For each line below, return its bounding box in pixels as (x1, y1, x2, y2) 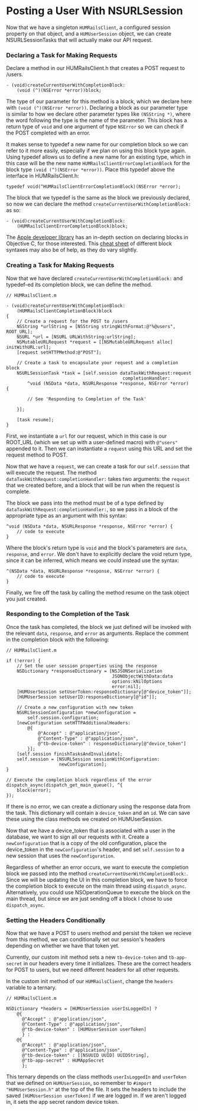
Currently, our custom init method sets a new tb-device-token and (6, 953, 167, 961)
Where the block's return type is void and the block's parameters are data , (6, 544, 188, 551)
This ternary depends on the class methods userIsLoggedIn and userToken (6, 1073, 187, 1080)
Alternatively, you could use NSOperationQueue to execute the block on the (6, 888, 191, 895)
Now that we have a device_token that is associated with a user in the (6, 827, 176, 834)
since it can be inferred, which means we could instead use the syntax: (6, 557, 179, 564)
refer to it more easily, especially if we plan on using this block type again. (6, 147, 186, 155)
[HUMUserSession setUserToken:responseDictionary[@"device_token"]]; (17, 689, 192, 695)
